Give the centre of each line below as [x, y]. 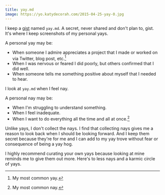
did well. [21, 69]
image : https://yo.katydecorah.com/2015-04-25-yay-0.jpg [65, 14]
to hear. [20, 79]
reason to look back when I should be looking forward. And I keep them [77, 133]
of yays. [13, 164]
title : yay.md [20, 10]
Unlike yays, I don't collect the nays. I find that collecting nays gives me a [79, 128]
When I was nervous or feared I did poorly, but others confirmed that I [83, 64]
